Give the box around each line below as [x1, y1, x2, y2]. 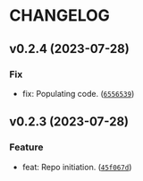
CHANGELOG [9, 5, 110, 26]
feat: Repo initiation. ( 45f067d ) [21, 161, 132, 172]
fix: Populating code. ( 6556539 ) [21, 88, 135, 99]
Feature [9, 141, 44, 153]
